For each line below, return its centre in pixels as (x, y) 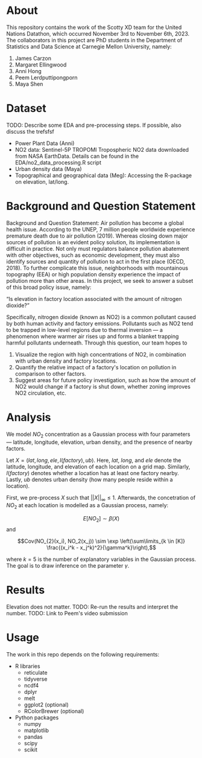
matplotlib (36, 730)
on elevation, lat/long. (42, 181)
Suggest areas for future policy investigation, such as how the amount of (105, 380)
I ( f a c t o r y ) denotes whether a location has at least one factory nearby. (93, 473)
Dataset (26, 109)
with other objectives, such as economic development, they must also (93, 255)
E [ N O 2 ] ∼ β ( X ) (101, 519)
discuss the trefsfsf (30, 131)
